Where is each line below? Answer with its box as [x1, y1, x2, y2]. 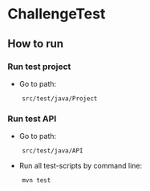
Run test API [7, 113, 57, 124]
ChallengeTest [7, 5, 106, 23]
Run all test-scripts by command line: [18, 161, 143, 171]
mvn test [22, 177, 51, 185]
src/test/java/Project [22, 94, 98, 103]
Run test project [7, 61, 71, 72]
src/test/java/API [22, 147, 83, 155]
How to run [7, 37, 64, 51]
